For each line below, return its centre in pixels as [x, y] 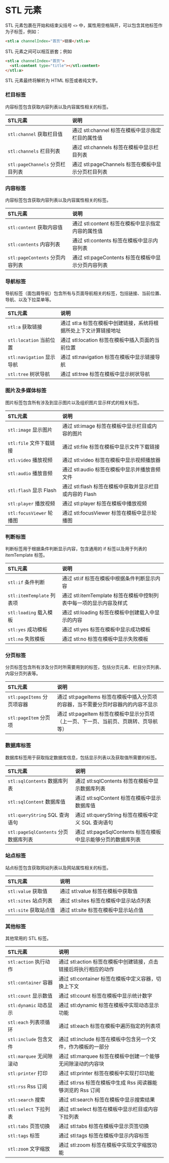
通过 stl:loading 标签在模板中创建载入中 [108, 612]
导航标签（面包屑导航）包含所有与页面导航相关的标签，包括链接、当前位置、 [84, 293]
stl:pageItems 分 [28, 697]
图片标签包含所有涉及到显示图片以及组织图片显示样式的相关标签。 [73, 402]
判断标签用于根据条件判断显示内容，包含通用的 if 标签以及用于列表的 [76, 548]
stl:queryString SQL [33, 815]
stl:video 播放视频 [30, 460]
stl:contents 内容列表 [34, 244]
